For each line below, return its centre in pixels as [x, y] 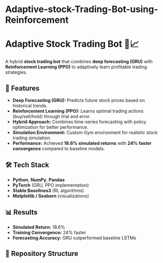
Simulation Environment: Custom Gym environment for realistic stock [85, 132]
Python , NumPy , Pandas [38, 180]
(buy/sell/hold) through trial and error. [52, 116]
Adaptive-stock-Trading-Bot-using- [82, 9]
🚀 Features [22, 88]
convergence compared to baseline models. [59, 148]
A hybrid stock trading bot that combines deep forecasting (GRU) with [79, 62]
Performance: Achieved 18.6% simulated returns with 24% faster [82, 143]
